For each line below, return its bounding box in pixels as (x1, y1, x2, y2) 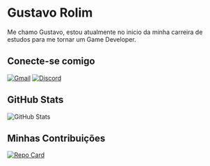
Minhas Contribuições (7, 132, 106, 144)
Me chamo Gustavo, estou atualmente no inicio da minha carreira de (7, 28, 203, 36)
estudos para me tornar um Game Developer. (7, 35, 137, 43)
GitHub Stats (7, 94, 64, 106)
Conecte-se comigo (7, 56, 95, 67)
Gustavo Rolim (7, 5, 93, 21)
